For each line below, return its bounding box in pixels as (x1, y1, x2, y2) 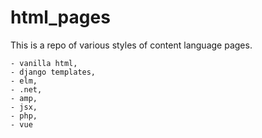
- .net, (10, 84, 43, 95)
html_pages (10, 6, 111, 29)
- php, (10, 111, 38, 121)
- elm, (10, 76, 38, 86)
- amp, (10, 93, 38, 103)
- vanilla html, (10, 58, 78, 68)
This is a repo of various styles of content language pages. (10, 39, 253, 51)
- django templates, (10, 67, 97, 77)
